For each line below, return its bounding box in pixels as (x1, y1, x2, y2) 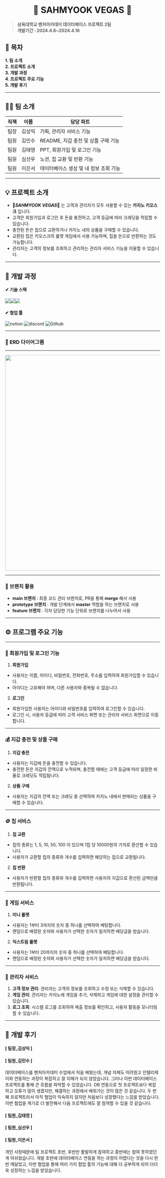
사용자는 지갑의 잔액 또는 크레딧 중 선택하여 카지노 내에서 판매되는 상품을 (12, 794, 151, 799)
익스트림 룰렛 (12, 938, 38, 944)
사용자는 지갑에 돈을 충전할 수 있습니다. (12, 760, 87, 766)
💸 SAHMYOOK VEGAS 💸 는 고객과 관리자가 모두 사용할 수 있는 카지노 (12, 202, 145, 208)
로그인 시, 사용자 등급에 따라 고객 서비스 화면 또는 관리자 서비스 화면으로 (12, 712, 150, 718)
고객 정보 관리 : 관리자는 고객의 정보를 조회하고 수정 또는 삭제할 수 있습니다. (12, 986, 155, 992)
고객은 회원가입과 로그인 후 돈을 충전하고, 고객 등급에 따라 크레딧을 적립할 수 (12, 214, 158, 221)
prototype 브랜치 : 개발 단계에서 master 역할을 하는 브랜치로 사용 (12, 601, 139, 607)
